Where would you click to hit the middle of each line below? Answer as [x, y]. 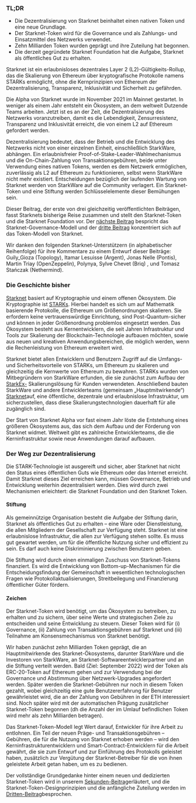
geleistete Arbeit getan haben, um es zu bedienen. [67, 764]
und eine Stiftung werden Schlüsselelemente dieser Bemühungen [101, 192]
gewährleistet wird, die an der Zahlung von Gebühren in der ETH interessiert [98, 697]
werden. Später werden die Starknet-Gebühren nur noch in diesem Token [94, 684]
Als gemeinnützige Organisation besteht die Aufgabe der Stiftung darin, [92, 518]
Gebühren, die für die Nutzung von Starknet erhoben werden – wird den [93, 739]
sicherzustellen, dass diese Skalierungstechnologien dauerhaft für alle [91, 402]
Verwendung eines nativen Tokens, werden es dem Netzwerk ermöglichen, [97, 167]
